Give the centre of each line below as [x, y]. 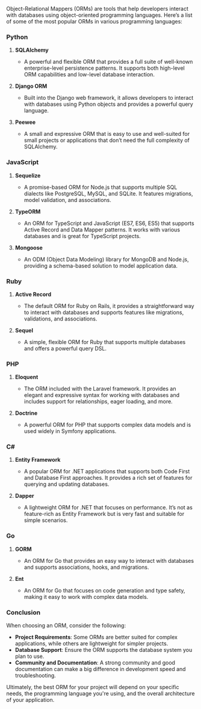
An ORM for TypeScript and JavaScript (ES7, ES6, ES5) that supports [109, 223]
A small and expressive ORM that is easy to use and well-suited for [107, 134]
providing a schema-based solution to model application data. [101, 265]
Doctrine [26, 413]
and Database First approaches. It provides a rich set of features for [108, 478]
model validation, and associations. [67, 200]
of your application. [30, 700]
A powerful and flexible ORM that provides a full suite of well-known [108, 62]
